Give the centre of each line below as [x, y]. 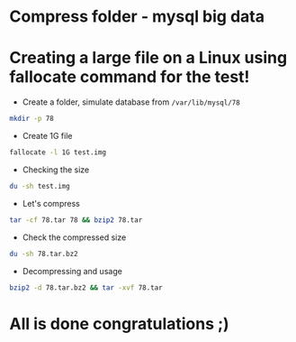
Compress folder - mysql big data [137, 17]
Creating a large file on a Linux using [148, 58]
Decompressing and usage [72, 271]
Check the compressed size [74, 237]
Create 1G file [47, 136]
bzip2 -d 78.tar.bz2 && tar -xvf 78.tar [86, 287]
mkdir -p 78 [31, 119]
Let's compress [51, 203]
